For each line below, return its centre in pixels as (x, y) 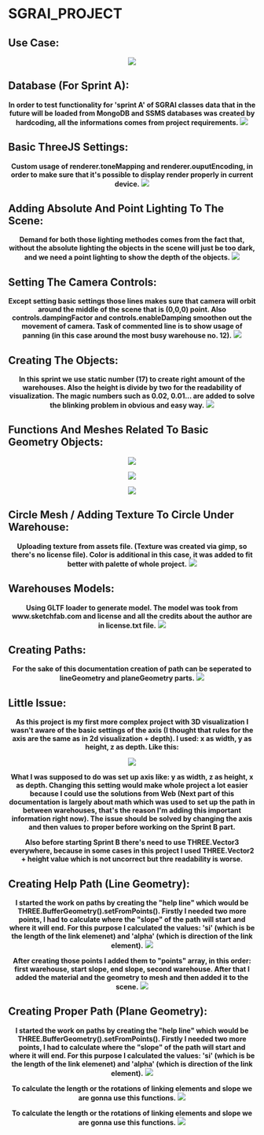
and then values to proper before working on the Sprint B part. (132, 827)
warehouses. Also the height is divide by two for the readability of (132, 388)
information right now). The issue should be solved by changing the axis (132, 819)
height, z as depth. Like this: (132, 747)
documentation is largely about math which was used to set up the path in (132, 802)
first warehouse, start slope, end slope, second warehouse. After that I (132, 969)
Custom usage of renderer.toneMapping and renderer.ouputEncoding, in (132, 166)
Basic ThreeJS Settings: (68, 147)
